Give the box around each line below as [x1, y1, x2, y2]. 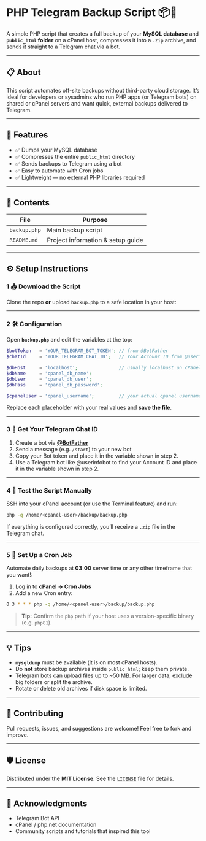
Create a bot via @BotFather [15, 439, 89, 446]
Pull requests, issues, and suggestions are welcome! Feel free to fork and [6, 724, 192, 732]
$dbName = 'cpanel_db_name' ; [6, 370, 92, 377]
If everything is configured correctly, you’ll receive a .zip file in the [6, 523, 176, 530]
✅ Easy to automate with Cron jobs [15, 167, 104, 174]
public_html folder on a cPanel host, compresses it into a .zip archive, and [6, 36, 196, 44]
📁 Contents [6, 198, 50, 208]
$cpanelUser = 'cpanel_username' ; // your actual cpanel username [6, 393, 202, 399]
